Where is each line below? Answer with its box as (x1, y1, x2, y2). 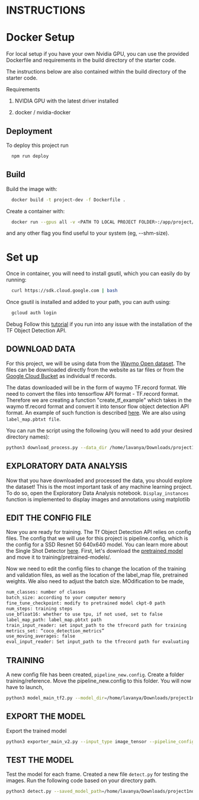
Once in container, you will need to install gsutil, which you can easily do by (6, 270, 191, 277)
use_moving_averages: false (6, 633, 76, 639)
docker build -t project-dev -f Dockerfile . (11, 197, 126, 203)
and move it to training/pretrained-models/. (6, 553, 111, 561)
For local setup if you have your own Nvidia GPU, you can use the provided (6, 50, 190, 57)
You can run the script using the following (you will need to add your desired (6, 427, 192, 434)
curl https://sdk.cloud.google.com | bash (11, 288, 118, 294)
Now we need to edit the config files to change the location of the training (6, 565, 187, 572)
